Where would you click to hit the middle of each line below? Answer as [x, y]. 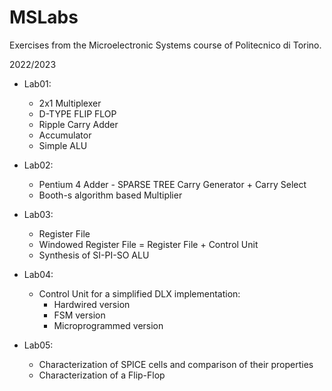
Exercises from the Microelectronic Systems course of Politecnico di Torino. [165, 45]
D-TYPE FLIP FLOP [77, 113]
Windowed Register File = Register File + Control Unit [148, 244]
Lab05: [38, 345]
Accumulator [65, 135]
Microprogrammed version [108, 325]
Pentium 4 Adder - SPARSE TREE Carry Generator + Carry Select [172, 184]
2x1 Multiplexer [70, 103]
